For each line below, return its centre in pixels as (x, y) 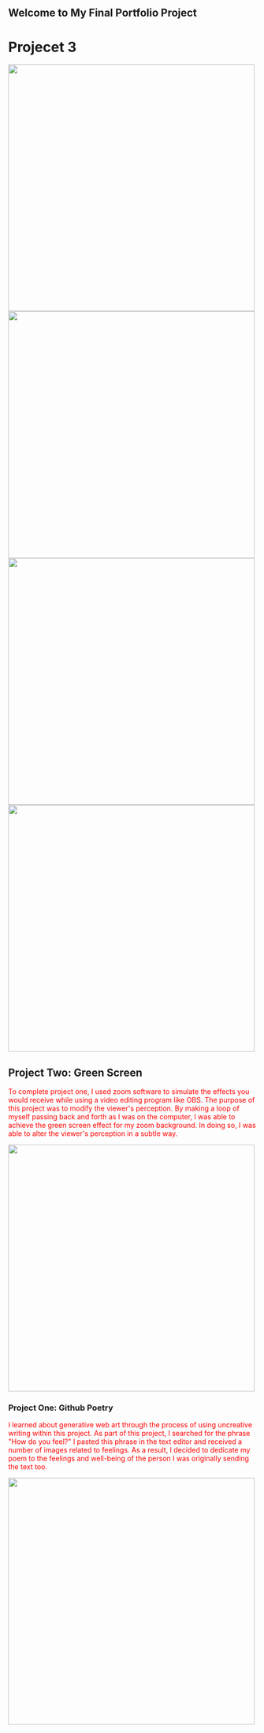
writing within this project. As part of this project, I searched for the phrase (129, 1434)
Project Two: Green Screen (75, 1072)
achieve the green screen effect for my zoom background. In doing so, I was (132, 1126)
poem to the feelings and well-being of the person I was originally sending (129, 1459)
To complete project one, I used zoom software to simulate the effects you (129, 1092)
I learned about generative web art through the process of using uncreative (130, 1425)
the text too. (28, 1467)
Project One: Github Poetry (61, 1408)
